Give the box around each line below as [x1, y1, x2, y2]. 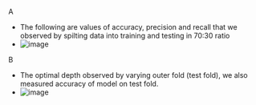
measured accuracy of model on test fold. [19, 79, 159, 88]
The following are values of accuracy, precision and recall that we [19, 22, 238, 31]
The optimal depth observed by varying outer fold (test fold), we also [19, 71, 249, 79]
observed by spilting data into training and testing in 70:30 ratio [19, 31, 230, 40]
